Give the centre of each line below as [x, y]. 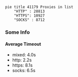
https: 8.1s [22, 65]
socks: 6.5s [24, 71]
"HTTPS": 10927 [29, 16]
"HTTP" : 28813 [29, 11]
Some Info [18, 32]
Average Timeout [23, 44]
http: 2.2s [22, 60]
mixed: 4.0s [24, 55]
